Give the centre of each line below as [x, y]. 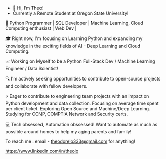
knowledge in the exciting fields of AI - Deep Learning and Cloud [73, 46]
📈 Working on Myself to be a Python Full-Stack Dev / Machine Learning [80, 61]
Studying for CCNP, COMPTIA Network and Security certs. [67, 114]
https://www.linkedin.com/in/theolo [42, 151]
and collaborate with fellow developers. [46, 86]
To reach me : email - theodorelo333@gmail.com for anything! [70, 141]
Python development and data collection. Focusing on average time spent [82, 103]
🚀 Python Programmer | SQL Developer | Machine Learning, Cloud [74, 23]
